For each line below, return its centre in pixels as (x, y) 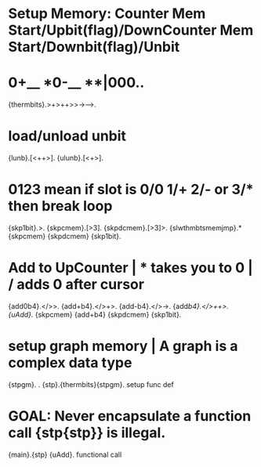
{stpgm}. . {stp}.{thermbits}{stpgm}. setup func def (91, 384)
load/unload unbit (67, 136)
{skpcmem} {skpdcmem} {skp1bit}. (65, 236)
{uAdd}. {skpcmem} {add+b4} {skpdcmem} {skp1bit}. (95, 314)
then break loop (60, 206)
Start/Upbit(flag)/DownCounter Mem (131, 30)
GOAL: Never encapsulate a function (130, 416)
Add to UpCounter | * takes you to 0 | (130, 268)
